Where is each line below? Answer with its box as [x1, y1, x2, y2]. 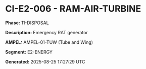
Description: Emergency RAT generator [5, 29, 88, 35]
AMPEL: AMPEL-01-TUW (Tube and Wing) [5, 39, 93, 45]
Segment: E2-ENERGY [5, 49, 53, 55]
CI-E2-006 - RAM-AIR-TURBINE [5, 3, 141, 15]
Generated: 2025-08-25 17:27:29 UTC [5, 58, 85, 64]
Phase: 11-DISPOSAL [5, 20, 49, 26]
